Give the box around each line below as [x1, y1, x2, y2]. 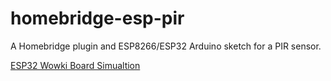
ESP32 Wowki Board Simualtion [10, 59, 141, 71]
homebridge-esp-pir [10, 7, 185, 30]
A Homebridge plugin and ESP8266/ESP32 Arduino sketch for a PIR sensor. [10, 40, 322, 52]
